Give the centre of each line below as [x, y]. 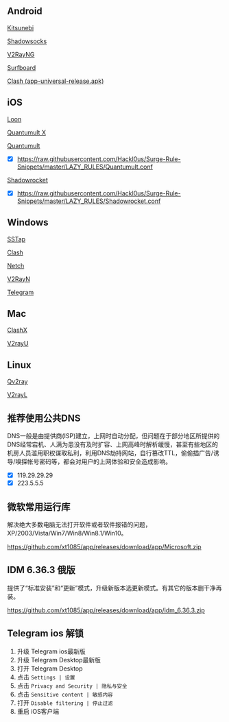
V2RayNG [21, 54]
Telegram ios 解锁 [46, 634]
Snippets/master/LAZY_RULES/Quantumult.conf [85, 167]
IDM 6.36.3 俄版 [41, 570]
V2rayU [18, 344]
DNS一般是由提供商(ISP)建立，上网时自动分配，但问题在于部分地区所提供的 [113, 436]
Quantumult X [27, 132]
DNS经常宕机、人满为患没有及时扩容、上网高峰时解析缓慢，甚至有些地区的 [112, 444]
